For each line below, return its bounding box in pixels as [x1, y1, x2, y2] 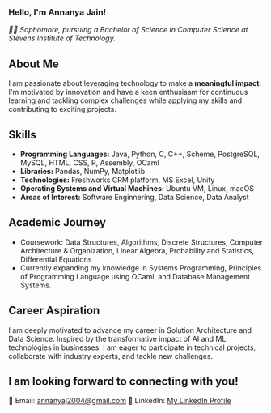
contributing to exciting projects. [8, 104, 117, 114]
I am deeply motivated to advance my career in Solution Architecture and [8, 325, 252, 334]
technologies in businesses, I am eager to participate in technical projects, [8, 343, 256, 352]
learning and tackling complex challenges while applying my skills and [8, 96, 243, 105]
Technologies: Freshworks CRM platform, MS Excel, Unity [19, 175, 215, 185]
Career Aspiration [8, 304, 100, 317]
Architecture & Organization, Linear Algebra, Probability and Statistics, [19, 245, 255, 255]
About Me [8, 57, 59, 70]
